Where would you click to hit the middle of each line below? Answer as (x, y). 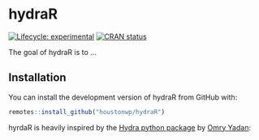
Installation (37, 78)
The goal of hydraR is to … (53, 52)
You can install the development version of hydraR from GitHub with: (123, 97)
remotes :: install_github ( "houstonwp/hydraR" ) (86, 112)
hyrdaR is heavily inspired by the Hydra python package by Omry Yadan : (130, 127)
